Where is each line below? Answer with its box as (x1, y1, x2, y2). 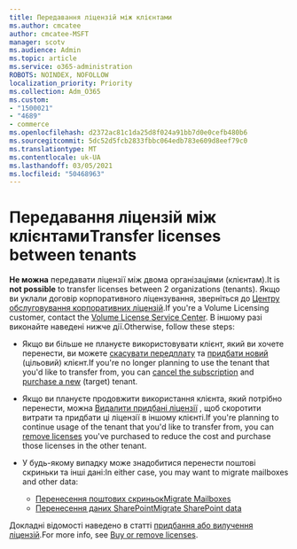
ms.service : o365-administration (9, 63, 133, 72)
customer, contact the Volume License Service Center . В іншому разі (9, 312, 263, 323)
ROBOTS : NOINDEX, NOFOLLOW (9, 71, 109, 80)
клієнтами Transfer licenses (9, 227, 222, 246)
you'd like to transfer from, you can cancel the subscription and (21, 367, 254, 377)
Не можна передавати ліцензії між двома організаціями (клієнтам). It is (9, 274, 281, 285)
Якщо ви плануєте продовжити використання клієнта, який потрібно (21, 393, 282, 404)
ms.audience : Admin (9, 46, 82, 55)
